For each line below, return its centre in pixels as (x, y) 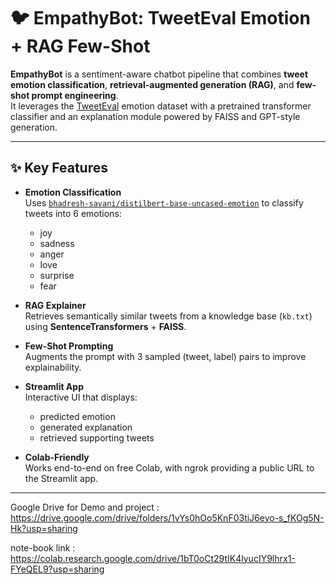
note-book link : (43, 547)
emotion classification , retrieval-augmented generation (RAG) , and (152, 84)
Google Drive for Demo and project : (85, 507)
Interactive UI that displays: (81, 397)
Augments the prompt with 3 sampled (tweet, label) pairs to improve (165, 356)
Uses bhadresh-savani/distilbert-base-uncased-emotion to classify (164, 202)
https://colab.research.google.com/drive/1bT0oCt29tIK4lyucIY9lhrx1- (153, 558)
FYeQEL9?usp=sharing (57, 569)
